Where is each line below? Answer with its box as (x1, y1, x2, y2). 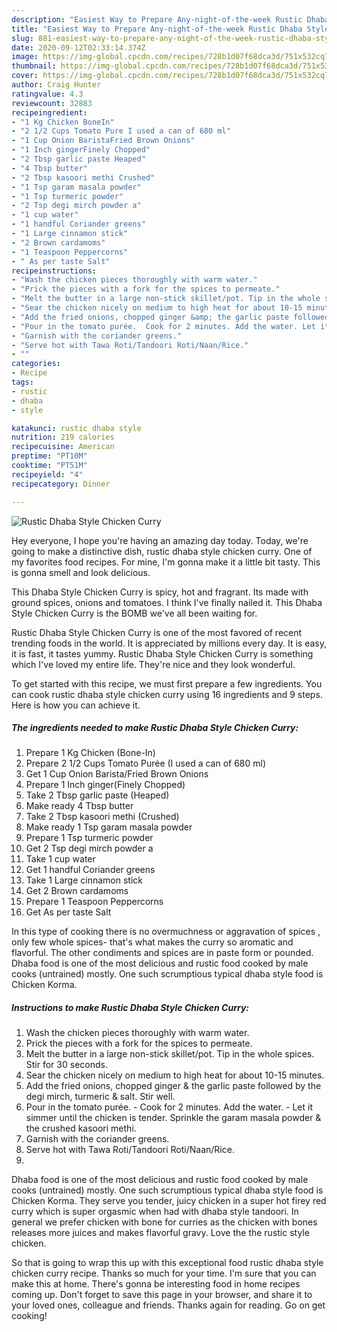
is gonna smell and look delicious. (11, 566, 151, 578)
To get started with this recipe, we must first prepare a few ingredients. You (11, 677, 323, 690)
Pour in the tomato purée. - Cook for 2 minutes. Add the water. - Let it (25, 1101, 313, 1113)
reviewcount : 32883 (11, 98, 93, 108)
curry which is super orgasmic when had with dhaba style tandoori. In (11, 1206, 299, 1218)
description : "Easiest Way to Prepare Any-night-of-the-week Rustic (11, 14, 303, 25)
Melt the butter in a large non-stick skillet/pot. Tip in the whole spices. (25, 1048, 315, 1060)
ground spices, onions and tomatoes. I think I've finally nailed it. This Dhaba (11, 596, 323, 608)
